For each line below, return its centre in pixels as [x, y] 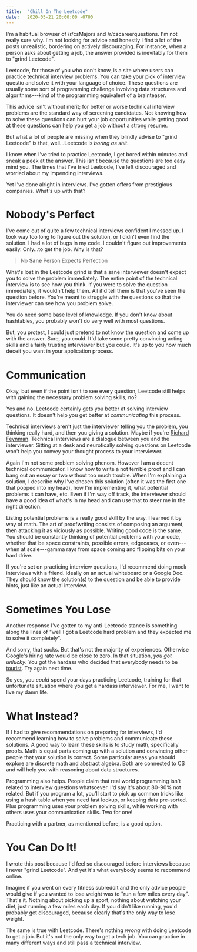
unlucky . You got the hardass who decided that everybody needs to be [92, 662]
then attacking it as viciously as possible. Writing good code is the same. [94, 530]
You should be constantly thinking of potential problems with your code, [93, 537]
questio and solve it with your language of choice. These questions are [92, 82]
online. [14, 876]
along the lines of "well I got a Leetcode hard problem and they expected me [99, 632]
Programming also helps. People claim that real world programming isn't [94, 781]
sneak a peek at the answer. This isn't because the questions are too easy [96, 161]
